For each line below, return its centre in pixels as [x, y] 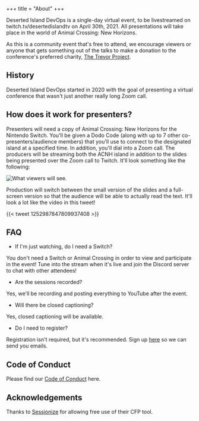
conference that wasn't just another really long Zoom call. [77, 96]
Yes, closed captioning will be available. [55, 317]
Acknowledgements [44, 398]
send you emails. [27, 346]
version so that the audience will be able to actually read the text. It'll [108, 196]
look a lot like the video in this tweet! [51, 202]
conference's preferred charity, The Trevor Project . [69, 57]
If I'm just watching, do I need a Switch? [64, 247]
